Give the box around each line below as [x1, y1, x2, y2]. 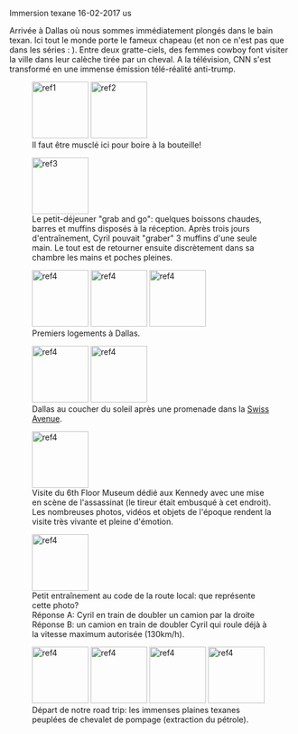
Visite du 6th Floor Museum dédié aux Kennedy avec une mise [32, 488, 265, 498]
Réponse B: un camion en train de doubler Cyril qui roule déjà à [32, 619, 267, 630]
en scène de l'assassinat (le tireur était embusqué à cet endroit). [32, 497, 272, 508]
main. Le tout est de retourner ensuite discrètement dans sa [32, 243, 255, 253]
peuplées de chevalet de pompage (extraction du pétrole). [32, 714, 249, 725]
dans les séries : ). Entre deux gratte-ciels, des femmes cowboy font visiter [9, 44, 289, 55]
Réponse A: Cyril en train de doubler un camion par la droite [32, 610, 256, 620]
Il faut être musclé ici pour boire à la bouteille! [32, 139, 201, 150]
